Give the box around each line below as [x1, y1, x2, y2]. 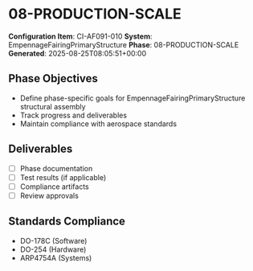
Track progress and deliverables [19, 110, 127, 120]
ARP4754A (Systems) [19, 253, 92, 262]
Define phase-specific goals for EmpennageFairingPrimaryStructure [19, 93, 246, 103]
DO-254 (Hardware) [19, 244, 87, 254]
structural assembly [19, 101, 86, 111]
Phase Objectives [8, 72, 98, 85]
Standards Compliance [8, 215, 126, 228]
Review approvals [19, 191, 79, 200]
